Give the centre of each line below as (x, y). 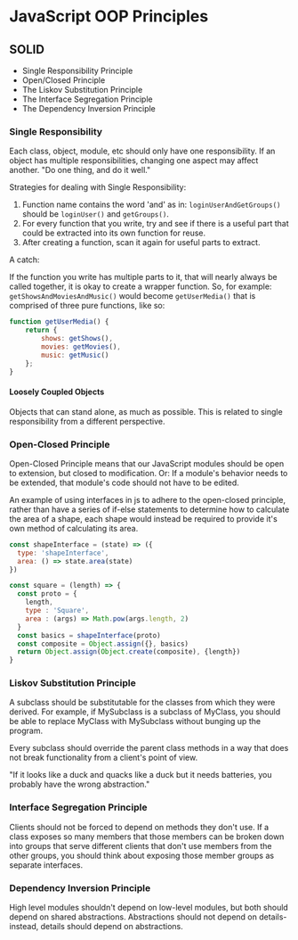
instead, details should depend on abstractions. (97, 927)
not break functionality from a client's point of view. (104, 758)
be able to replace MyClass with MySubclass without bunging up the (135, 721)
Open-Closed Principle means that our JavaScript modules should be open (147, 463)
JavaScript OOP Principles (109, 16)
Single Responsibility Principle (77, 70)
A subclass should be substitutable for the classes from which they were (142, 703)
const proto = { (47, 594)
